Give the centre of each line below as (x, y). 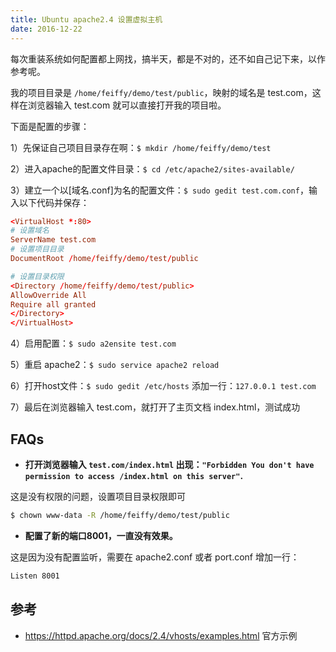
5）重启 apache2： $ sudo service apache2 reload (115, 365)
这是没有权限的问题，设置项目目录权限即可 (98, 496)
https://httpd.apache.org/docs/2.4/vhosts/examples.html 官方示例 (161, 635)
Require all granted (53, 304)
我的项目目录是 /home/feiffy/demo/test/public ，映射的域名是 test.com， (161, 92)
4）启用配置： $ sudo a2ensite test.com (93, 343)
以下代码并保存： (54, 202)
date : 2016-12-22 (46, 29)
